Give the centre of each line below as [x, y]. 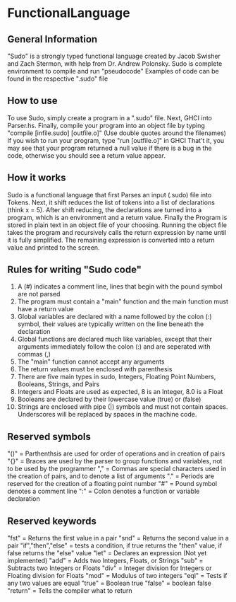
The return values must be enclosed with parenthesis [95, 369]
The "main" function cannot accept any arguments [91, 361]
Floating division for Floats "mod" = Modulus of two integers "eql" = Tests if [117, 576]
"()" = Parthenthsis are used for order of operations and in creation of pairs [116, 453]
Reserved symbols [49, 436]
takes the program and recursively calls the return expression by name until [117, 232]
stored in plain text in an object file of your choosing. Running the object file [117, 225]
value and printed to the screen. [54, 247]
